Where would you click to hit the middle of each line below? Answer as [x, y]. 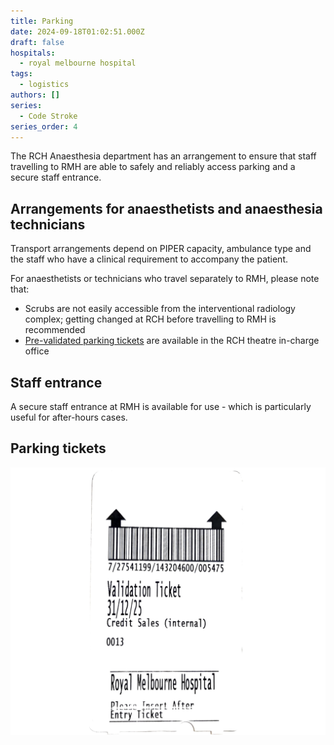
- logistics [44, 85]
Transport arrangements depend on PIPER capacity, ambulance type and [161, 249]
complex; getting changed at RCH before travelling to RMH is [150, 319]
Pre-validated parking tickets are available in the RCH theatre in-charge [172, 341]
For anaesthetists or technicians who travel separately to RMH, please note [165, 279]
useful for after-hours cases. [69, 417]
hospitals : [33, 53]
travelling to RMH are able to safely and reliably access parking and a [153, 167]
